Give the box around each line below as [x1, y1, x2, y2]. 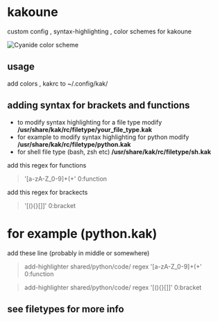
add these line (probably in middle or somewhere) [7, 248, 150, 257]
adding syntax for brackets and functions [7, 99, 190, 111]
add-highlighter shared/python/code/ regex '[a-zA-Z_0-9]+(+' [24, 262, 203, 271]
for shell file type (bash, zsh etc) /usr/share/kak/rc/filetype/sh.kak [17, 147, 212, 156]
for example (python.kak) [7, 225, 158, 241]
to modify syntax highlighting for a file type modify [17, 118, 162, 126]
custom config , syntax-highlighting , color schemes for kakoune [7, 27, 192, 35]
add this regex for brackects [7, 188, 88, 196]
